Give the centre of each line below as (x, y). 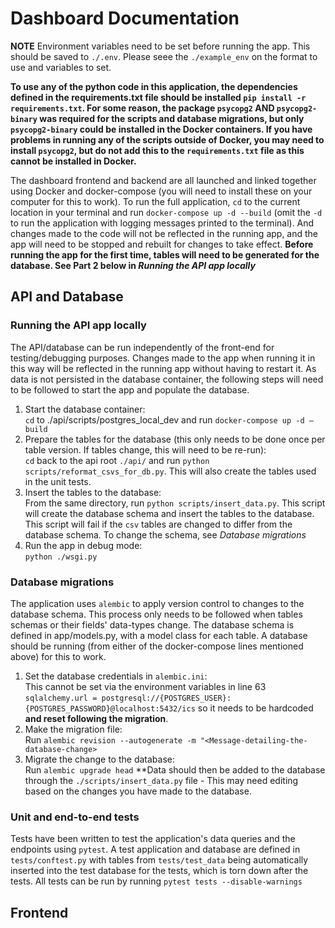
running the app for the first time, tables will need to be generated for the (165, 254)
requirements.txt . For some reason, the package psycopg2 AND (142, 108)
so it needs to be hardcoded (255, 708)
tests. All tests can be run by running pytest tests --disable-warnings (156, 881)
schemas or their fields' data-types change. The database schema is (152, 624)
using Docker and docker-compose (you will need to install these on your (161, 191)
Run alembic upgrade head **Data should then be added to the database (175, 769)
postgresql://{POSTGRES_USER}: (166, 698)
